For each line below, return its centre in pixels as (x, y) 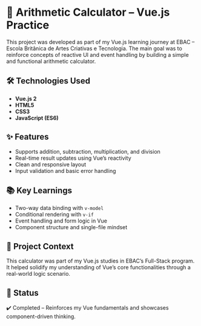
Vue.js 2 (26, 99)
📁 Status (23, 293)
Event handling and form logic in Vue (61, 221)
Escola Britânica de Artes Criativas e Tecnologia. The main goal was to (94, 48)
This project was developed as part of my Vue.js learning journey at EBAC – (100, 42)
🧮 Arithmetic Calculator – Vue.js (88, 12)
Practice (28, 25)
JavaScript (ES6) (37, 118)
